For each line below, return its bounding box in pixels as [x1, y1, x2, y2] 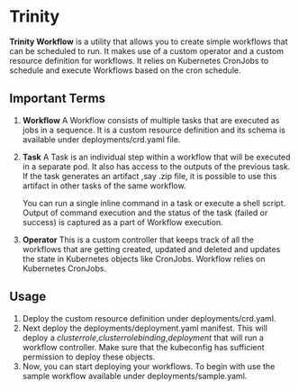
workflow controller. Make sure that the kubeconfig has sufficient [22, 341, 265, 352]
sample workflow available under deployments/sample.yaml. [22, 370, 248, 381]
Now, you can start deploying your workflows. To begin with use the [22, 360, 276, 371]
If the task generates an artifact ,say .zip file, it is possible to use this [22, 170, 277, 181]
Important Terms [9, 91, 106, 106]
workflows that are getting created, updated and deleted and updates [22, 243, 281, 254]
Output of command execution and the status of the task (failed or [22, 207, 268, 218]
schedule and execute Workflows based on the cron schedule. [9, 65, 241, 76]
